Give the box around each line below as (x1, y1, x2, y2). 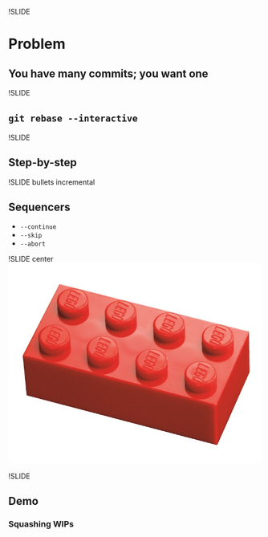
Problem (8, 35, 66, 53)
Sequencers (8, 201, 71, 214)
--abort (19, 240, 46, 248)
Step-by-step (8, 156, 78, 169)
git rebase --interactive (8, 112, 138, 124)
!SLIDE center (8, 254, 54, 264)
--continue (19, 223, 57, 231)
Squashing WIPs (8, 519, 75, 530)
